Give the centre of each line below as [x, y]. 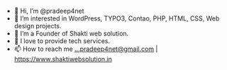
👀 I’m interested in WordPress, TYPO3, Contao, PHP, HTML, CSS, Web [117, 18]
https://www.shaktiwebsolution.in [63, 59]
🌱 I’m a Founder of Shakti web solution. [71, 33]
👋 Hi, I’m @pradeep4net [49, 11]
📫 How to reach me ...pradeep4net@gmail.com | [86, 49]
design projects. [38, 26]
